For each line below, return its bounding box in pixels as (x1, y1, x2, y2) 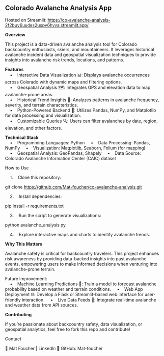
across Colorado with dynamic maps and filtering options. (5, 79, 122, 85)
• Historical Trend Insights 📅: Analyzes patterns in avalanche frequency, (9, 97, 159, 103)
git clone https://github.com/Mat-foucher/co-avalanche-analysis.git (5, 184, 142, 190)
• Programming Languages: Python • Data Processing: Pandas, (9, 139, 150, 145)
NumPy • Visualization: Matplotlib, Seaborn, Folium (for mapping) (5, 145, 146, 151)
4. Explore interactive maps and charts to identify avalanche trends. (9, 231, 151, 237)
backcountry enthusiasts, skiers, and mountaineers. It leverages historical (5, 46, 155, 52)
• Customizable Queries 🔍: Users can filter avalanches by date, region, (9, 118, 158, 124)
